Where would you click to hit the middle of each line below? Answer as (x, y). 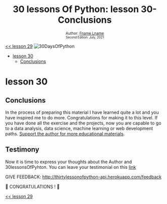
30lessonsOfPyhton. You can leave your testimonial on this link (71, 167)
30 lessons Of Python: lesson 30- (85, 9)
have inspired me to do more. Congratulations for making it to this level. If (81, 117)
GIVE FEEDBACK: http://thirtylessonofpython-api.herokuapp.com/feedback (83, 177)
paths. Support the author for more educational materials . (65, 133)
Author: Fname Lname (85, 33)
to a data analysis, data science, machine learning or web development (79, 128)
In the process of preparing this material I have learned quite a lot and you (82, 112)
